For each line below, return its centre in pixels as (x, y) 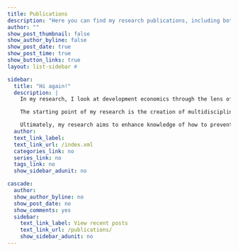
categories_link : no (44, 151)
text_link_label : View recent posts (74, 223)
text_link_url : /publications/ (66, 230)
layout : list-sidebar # (42, 67)
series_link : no (38, 158)
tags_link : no (34, 164)
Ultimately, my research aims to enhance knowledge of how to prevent (126, 125)
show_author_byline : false (47, 40)
